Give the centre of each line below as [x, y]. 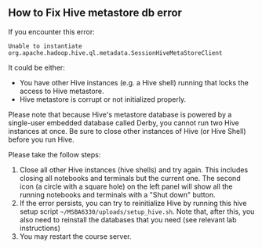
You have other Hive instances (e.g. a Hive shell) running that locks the [134, 82]
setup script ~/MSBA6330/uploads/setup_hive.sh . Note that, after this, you [137, 211]
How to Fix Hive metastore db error [95, 13]
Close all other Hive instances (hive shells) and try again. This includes [134, 170]
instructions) [40, 228]
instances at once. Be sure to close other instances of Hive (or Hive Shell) [127, 131]
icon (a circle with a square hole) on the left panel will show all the [126, 186]
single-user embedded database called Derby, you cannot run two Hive [124, 123]
